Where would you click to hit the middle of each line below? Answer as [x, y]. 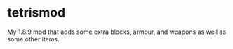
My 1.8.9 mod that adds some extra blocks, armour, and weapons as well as [117, 32]
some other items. [33, 39]
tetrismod [36, 13]
